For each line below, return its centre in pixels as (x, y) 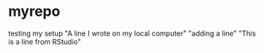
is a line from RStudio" (45, 41)
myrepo (35, 11)
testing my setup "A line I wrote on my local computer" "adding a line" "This (132, 33)
